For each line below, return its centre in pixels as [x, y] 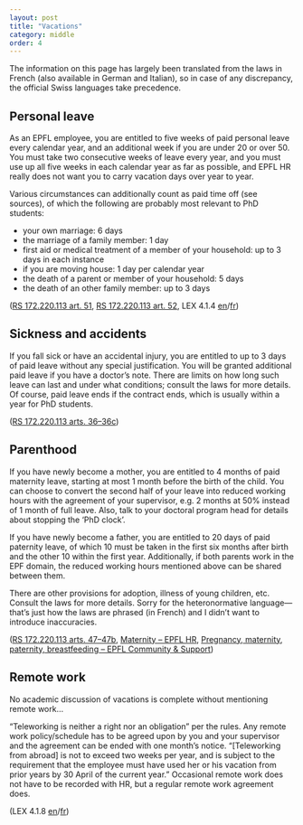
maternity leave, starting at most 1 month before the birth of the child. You [147, 481]
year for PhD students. [51, 404]
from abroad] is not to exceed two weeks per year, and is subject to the [142, 755]
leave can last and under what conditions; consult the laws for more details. [150, 384]
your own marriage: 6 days [73, 230]
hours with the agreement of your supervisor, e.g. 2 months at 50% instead [150, 500]
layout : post [34, 18]
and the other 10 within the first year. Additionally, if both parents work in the [152, 556]
